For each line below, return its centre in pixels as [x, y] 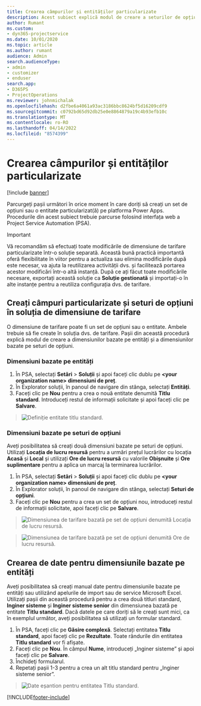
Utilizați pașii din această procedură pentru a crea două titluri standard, [94, 599]
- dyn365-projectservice [38, 34]
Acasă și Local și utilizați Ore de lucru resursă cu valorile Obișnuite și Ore [98, 459]
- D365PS [18, 90]
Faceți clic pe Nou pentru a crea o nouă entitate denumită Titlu [93, 393]
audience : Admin [27, 56]
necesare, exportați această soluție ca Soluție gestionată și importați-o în [98, 278]
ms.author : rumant [30, 51]
